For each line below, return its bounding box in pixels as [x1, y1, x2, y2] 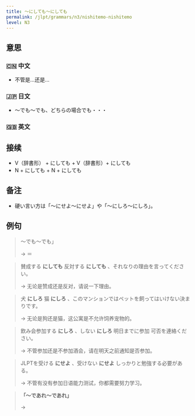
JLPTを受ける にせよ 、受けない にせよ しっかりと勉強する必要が [20, 359, 177, 367]
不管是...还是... [14, 76, 50, 83]
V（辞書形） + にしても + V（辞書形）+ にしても [14, 160, 131, 167]
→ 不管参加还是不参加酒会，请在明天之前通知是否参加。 [20, 347, 156, 354]
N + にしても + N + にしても [14, 167, 82, 174]
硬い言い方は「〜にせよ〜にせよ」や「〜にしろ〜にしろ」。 [14, 202, 156, 209]
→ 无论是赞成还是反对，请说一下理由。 [20, 282, 115, 289]
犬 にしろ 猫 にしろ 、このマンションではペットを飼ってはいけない [20, 295, 180, 302]
